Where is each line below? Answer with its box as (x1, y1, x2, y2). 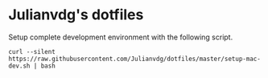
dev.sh (8, 62, 31, 70)
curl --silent (8, 47, 56, 55)
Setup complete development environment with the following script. (8, 32, 233, 42)
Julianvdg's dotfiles (8, 6, 144, 24)
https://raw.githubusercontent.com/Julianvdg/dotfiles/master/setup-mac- (8, 55, 262, 63)
